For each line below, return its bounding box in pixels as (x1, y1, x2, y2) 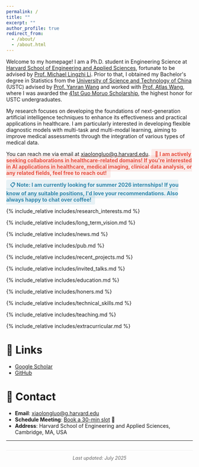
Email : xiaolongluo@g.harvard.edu (14, 409, 99, 417)
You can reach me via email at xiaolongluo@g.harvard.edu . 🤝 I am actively (6, 150, 191, 157)
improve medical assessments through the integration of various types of (6, 132, 185, 139)
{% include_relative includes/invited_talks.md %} (6, 265, 126, 272)
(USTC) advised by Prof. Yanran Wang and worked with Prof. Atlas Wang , (6, 83, 185, 90)
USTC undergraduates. (6, 96, 62, 103)
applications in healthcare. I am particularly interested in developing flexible (6, 120, 191, 127)
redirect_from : (6, 31, 44, 37)
